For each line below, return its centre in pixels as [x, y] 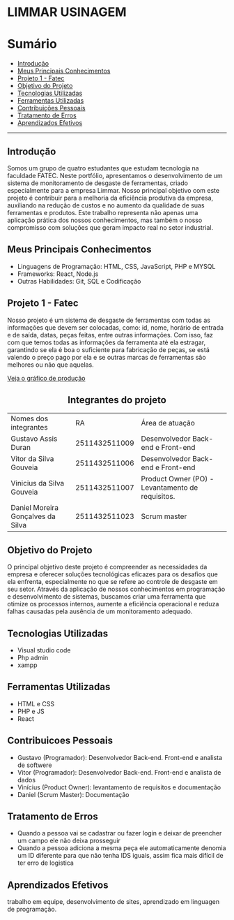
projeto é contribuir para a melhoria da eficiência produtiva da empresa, [110, 198]
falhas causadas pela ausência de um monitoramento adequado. [100, 611]
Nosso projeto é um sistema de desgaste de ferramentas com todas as [109, 320]
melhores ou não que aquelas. [50, 365]
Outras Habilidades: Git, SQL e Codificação [79, 281]
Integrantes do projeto [117, 400]
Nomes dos [30, 418]
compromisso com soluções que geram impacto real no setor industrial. [110, 227]
